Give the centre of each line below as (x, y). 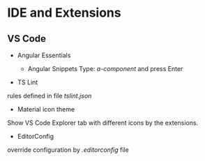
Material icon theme (46, 109)
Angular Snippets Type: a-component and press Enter (105, 69)
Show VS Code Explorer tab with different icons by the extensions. (103, 123)
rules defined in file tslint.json (50, 96)
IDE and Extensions (64, 13)
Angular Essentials (44, 55)
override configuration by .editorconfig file (68, 150)
